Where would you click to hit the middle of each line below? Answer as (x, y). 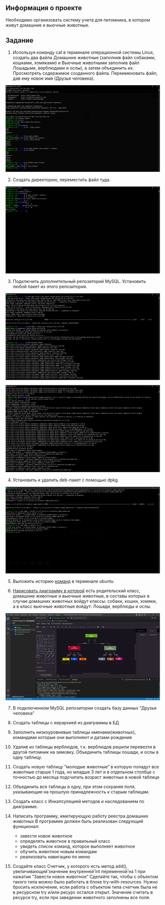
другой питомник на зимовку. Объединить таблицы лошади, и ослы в (85, 752)
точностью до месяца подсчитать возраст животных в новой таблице (86, 777)
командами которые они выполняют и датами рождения (72, 737)
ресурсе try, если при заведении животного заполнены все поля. (81, 897)
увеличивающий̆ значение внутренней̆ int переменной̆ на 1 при (79, 871)
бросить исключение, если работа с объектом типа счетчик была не (85, 887)
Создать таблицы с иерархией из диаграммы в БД (66, 722)
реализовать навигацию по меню (55, 857)
